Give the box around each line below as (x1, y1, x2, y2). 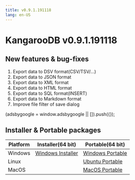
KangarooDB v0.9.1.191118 (5, 34, 118, 46)
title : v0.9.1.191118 (5, 7, 52, 13)
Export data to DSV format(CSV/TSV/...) (12, 68, 96, 74)
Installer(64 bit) (37, 141, 77, 148)
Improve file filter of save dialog (12, 101, 80, 107)
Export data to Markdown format (12, 95, 82, 102)
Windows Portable (83, 150, 127, 157)
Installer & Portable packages (5, 126, 101, 134)
